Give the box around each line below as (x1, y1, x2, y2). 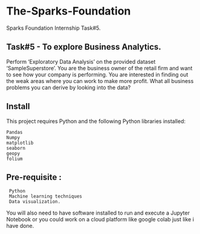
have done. (6, 222, 34, 230)
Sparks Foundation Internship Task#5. (6, 24, 101, 32)
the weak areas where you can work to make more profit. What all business (6, 77, 194, 84)
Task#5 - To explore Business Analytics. (6, 42, 161, 52)
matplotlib (6, 139, 34, 146)
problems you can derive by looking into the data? (6, 84, 131, 91)
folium (6, 156, 23, 162)
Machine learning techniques (8, 193, 83, 199)
